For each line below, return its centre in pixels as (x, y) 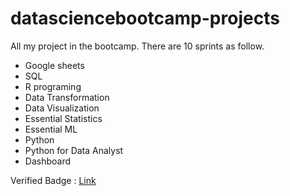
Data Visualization (62, 108)
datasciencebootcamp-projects (145, 18)
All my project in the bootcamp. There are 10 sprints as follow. (137, 46)
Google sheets (54, 65)
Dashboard (48, 161)
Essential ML (51, 129)
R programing (53, 86)
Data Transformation (67, 97)
